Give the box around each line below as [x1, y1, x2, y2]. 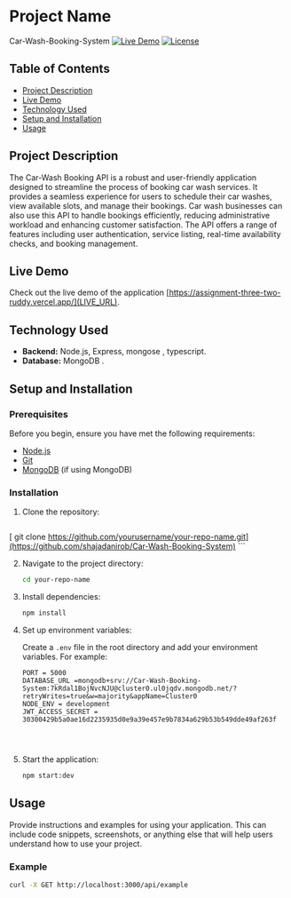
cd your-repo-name [21, 576, 90, 584]
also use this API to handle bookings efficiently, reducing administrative [9, 210, 271, 220]
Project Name [9, 6, 112, 27]
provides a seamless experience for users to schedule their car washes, [9, 191, 272, 202]
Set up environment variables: [21, 624, 132, 635]
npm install [21, 608, 67, 618]
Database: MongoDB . [21, 355, 105, 366]
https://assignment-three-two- [169, 287, 281, 298]
